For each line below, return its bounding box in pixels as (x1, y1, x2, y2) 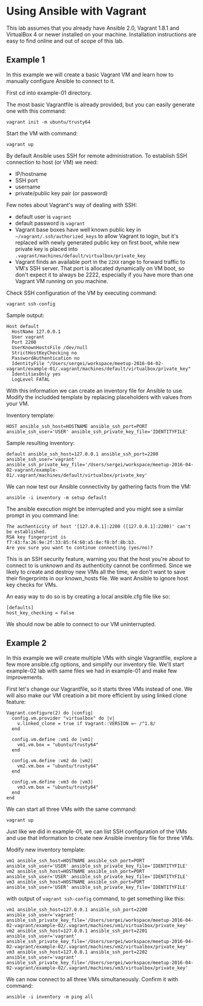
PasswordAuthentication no (12, 355, 80, 361)
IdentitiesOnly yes (12, 371, 61, 377)
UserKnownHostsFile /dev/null (12, 344, 88, 350)
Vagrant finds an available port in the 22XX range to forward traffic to (15, 258, 186, 265)
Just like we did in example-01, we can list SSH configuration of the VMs (6, 828, 187, 835)
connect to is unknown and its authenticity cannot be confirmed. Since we (6, 562, 192, 569)
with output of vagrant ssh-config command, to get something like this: (6, 894, 185, 902)
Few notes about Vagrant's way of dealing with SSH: (6, 201, 138, 209)
